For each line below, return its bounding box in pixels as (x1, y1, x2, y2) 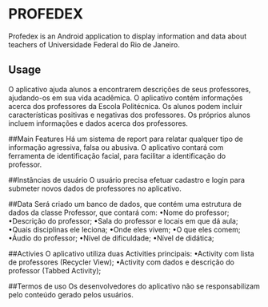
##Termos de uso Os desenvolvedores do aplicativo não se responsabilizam (8, 281, 260, 291)
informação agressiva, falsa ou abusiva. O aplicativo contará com (8, 142, 224, 152)
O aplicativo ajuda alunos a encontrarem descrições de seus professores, (8, 84, 251, 94)
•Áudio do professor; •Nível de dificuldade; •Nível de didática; (8, 233, 214, 243)
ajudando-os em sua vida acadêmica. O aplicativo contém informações (8, 93, 243, 103)
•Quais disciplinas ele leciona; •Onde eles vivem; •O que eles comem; (8, 224, 242, 234)
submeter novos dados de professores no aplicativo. (8, 184, 182, 193)
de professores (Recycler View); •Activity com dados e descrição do (8, 257, 234, 267)
